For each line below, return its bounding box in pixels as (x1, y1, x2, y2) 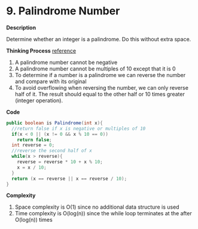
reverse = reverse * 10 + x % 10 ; (17, 159, 103, 165)
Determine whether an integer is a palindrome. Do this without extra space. (6, 35, 191, 42)
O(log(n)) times (14, 216, 53, 224)
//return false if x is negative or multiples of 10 (11, 126, 146, 132)
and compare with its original (14, 78, 87, 85)
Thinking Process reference (6, 47, 77, 54)
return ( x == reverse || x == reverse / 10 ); (11, 175, 127, 182)
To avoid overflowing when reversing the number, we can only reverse (14, 84, 188, 91)
